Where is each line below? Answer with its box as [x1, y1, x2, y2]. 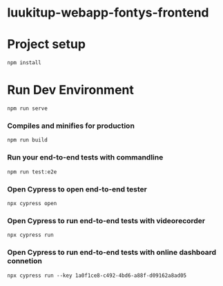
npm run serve [7, 105, 48, 112]
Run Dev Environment [7, 82, 135, 98]
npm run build [7, 137, 48, 144]
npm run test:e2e [7, 168, 57, 175]
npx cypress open [7, 200, 57, 207]
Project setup [7, 37, 86, 53]
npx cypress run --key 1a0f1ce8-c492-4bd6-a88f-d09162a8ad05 [7, 271, 187, 279]
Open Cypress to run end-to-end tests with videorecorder [7, 216, 206, 225]
